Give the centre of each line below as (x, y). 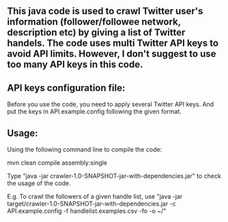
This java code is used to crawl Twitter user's (105, 11)
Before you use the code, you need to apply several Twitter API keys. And (111, 105)
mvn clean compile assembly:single (57, 163)
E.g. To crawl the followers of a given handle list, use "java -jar (95, 197)
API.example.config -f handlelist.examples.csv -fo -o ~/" (87, 211)
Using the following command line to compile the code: (85, 150)
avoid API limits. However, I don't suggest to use (112, 54)
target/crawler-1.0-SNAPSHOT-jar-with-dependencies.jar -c (91, 204)
